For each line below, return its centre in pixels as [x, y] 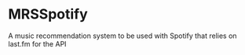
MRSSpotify [48, 14]
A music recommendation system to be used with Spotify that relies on [122, 36]
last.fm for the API [37, 43]
